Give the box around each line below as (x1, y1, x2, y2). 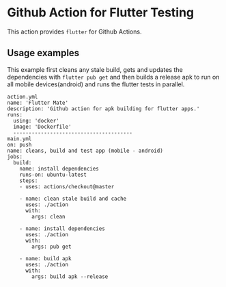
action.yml (7, 93, 38, 100)
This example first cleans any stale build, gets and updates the (7, 65, 183, 73)
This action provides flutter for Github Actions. (7, 27, 142, 36)
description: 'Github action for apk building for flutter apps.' (7, 105, 200, 112)
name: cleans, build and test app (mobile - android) (7, 147, 164, 154)
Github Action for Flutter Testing (7, 5, 195, 21)
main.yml (7, 135, 32, 142)
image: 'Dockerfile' (13, 123, 72, 130)
